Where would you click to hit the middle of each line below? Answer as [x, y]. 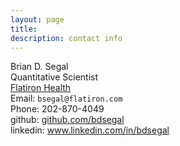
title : [24, 29]
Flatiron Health [41, 88]
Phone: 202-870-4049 [57, 109]
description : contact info [66, 38]
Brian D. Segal [39, 67]
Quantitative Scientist [54, 77]
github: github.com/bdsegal [67, 120]
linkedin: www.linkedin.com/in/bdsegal [90, 130]
